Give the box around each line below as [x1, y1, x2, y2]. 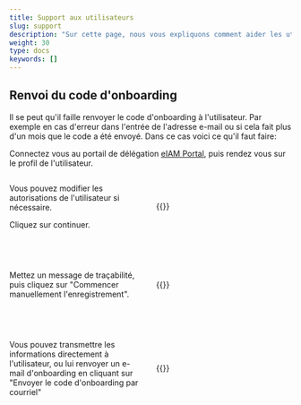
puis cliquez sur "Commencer [9, 279, 119, 289]
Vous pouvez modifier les [9, 183, 103, 194]
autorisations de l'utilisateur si [9, 192, 120, 202]
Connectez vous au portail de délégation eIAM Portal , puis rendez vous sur [9, 148, 287, 159]
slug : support [9, 22, 63, 30]
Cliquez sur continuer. [9, 219, 91, 229]
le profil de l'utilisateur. [9, 158, 94, 168]
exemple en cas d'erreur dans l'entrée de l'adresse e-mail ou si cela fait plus [9, 121, 292, 132]
